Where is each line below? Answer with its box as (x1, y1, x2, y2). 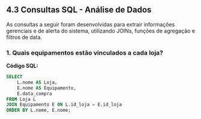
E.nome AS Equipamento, (17, 85, 77, 91)
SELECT (6, 74, 23, 80)
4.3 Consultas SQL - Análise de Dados (6, 5, 152, 15)
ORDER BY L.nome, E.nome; (6, 108, 71, 114)
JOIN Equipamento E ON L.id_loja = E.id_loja (6, 102, 122, 108)
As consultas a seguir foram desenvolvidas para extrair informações (6, 20, 175, 28)
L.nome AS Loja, (17, 79, 58, 85)
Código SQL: (6, 63, 38, 70)
